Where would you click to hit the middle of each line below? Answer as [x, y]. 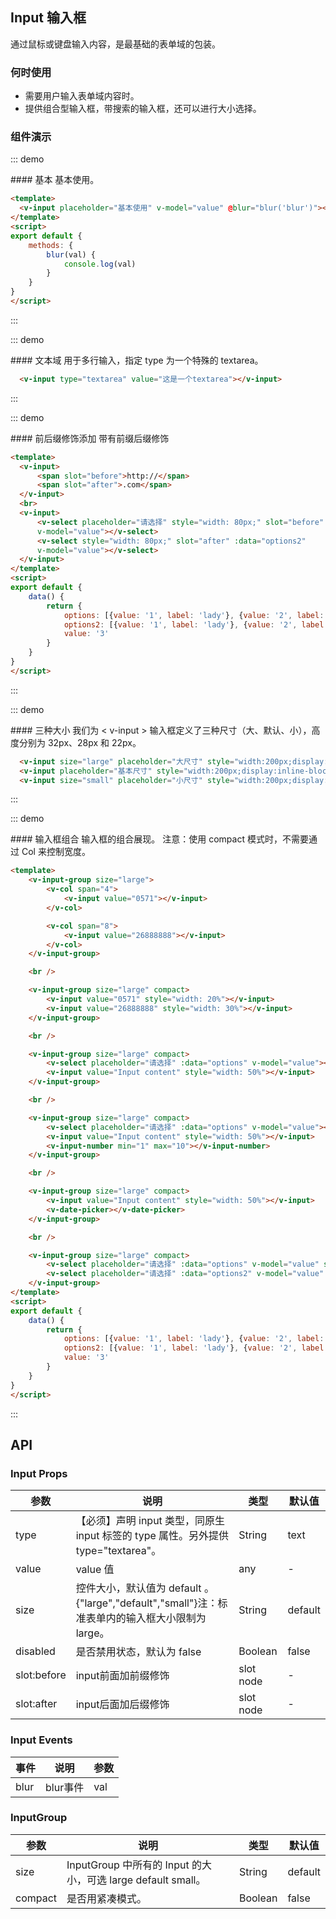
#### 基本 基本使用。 [55, 180]
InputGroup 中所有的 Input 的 [134, 1865]
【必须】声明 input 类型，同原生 [150, 1521]
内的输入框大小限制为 [156, 1618]
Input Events [41, 1740]
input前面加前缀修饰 [122, 1676]
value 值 [95, 1570]
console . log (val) [100, 264]
